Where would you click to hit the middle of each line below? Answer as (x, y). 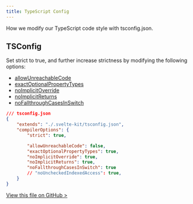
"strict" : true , (47, 135)
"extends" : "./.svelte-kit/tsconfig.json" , (70, 125)
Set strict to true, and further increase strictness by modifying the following (97, 60)
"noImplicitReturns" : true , (61, 162)
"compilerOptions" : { (43, 130)
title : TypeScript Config (37, 11)
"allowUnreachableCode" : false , (67, 146)
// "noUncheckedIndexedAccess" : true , (74, 173)
